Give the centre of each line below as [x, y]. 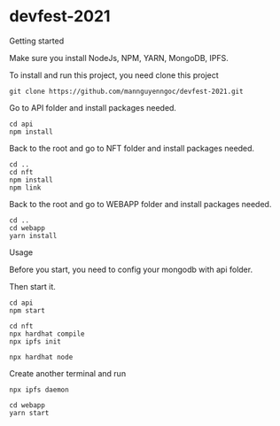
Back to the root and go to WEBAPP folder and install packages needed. [140, 204]
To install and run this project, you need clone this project [114, 75]
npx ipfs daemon [39, 390]
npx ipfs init [35, 341]
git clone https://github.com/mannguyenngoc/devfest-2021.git [126, 91]
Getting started [37, 41]
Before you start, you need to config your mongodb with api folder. [131, 269]
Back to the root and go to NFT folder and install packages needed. [132, 148]
